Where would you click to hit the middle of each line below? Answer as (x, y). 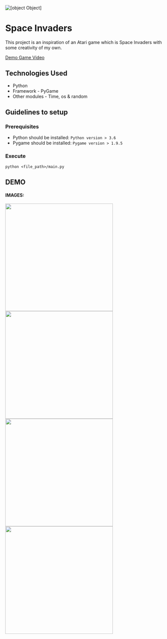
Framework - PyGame (35, 91)
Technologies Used (36, 73)
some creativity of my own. (34, 48)
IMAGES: (15, 195)
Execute (16, 156)
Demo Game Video (25, 57)
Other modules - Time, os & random (50, 96)
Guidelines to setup (37, 112)
